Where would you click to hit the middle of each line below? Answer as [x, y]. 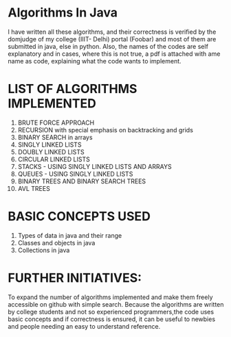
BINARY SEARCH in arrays [55, 137]
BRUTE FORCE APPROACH [56, 123]
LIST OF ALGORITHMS [73, 89]
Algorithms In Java [63, 13]
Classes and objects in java [56, 243]
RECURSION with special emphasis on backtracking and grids [105, 130]
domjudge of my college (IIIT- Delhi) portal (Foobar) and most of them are [112, 39]
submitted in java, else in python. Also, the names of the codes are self [108, 46]
